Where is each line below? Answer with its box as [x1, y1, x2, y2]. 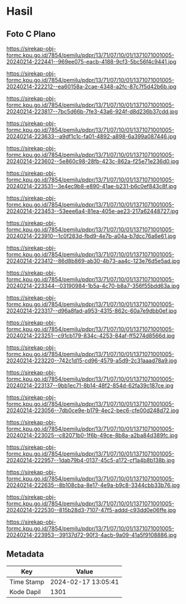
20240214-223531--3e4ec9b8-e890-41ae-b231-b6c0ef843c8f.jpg [6, 183, 177, 189]
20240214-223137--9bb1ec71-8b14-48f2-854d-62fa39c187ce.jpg [6, 382, 174, 389]
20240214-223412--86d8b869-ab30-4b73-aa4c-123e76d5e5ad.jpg [6, 258, 180, 264]
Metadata [6, 549, 44, 559]
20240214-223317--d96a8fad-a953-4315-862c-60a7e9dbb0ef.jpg [6, 307, 177, 314]
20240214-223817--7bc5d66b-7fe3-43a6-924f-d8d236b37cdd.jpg [6, 108, 178, 115]
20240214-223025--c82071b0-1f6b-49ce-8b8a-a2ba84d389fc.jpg [6, 432, 178, 439]
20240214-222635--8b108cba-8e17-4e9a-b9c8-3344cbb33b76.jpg [6, 481, 180, 489]
